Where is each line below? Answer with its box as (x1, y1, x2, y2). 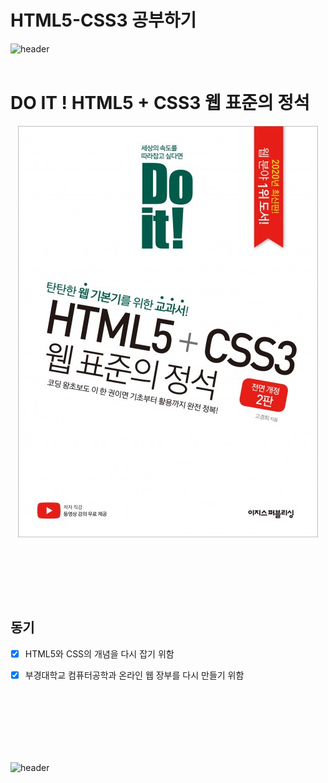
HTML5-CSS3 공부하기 (10, 9, 197, 32)
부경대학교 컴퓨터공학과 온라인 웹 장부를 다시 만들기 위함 (24, 669, 245, 681)
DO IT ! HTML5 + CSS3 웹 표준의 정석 (10, 92, 310, 115)
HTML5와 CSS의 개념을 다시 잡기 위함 (24, 647, 175, 660)
